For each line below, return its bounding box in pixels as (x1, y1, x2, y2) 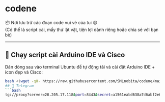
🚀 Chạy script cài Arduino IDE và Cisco (5, 51, 125, 59)
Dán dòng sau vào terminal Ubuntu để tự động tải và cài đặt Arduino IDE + (5, 64, 155, 69)
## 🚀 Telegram (5, 83, 34, 88)
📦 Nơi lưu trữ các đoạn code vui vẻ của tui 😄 (5, 19, 98, 25)
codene (5, 3, 37, 14)
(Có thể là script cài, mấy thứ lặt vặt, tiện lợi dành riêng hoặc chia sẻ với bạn (5, 27, 159, 33)
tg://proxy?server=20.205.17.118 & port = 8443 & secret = (5, 92, 113, 98)
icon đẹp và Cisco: (5, 69, 43, 75)
